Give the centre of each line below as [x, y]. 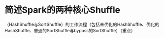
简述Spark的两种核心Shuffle [63, 10]
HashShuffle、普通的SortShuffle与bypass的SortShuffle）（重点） [70, 30]
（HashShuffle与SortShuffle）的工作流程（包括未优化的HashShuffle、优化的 [82, 24]
